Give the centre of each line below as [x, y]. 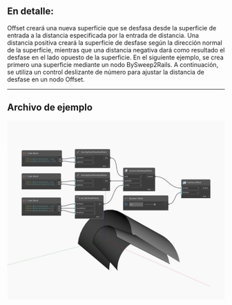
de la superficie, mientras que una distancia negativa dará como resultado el [116, 50]
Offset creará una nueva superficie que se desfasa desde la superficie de [112, 28]
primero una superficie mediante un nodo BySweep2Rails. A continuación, [113, 64]
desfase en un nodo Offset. [46, 79]
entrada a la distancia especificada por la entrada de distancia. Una [103, 35]
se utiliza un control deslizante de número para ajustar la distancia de [106, 72]
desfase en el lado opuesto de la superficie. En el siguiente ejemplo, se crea [115, 57]
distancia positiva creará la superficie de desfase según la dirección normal [115, 42]
